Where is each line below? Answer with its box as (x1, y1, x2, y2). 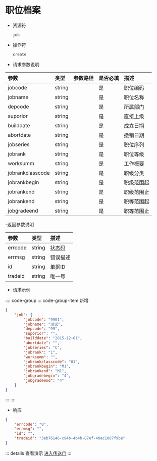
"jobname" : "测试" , (23, 322, 63, 327)
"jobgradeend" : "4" (23, 378, 65, 383)
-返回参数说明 (5, 221, 34, 227)
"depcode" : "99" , (23, 326, 60, 331)
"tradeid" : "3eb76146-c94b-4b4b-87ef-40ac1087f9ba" (14, 436, 125, 441)
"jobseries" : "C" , (23, 345, 62, 350)
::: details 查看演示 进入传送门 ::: (5, 450, 72, 456)
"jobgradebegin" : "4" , (23, 373, 71, 379)
